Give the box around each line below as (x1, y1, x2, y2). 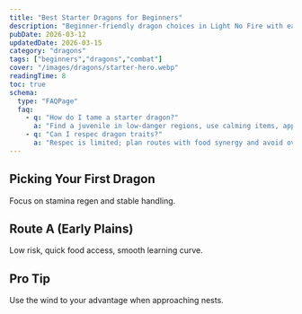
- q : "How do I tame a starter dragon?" (25, 113, 179, 122)
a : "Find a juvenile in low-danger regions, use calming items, (32, 122, 280, 131)
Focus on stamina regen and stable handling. (9, 195, 176, 206)
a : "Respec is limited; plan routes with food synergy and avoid (32, 138, 283, 147)
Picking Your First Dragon (9, 171, 155, 187)
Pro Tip (9, 271, 51, 286)
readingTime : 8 (9, 72, 67, 81)
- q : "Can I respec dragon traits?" (25, 130, 164, 139)
